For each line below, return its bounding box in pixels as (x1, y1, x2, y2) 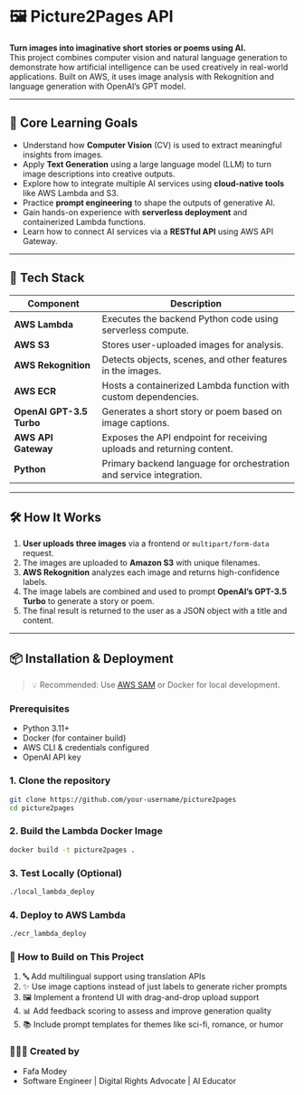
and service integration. (101, 468, 203, 481)
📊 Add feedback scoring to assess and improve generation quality (22, 1005, 271, 1016)
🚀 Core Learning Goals (9, 116, 138, 131)
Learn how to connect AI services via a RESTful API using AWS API (22, 226, 274, 237)
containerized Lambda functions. (22, 216, 147, 227)
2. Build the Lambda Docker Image (9, 825, 163, 837)
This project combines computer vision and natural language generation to (9, 52, 288, 62)
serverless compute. (101, 324, 189, 336)
